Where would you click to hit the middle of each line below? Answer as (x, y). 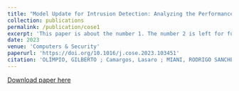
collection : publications (46, 20)
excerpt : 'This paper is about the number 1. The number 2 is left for (116, 34)
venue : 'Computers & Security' (54, 47)
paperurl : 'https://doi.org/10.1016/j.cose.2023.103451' (94, 54)
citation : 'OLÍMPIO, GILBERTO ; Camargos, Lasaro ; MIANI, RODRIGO (110, 60)
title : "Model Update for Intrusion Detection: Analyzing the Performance (121, 14)
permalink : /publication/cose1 (54, 27)
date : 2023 (23, 40)
